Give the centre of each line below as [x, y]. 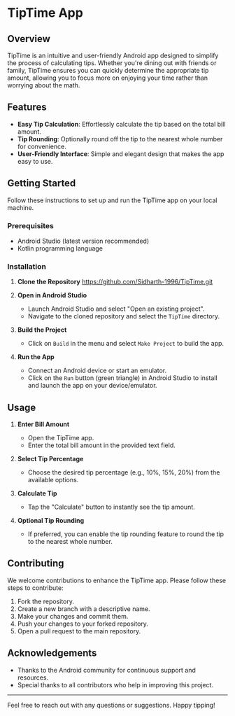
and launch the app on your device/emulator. [92, 386]
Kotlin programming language [60, 248]
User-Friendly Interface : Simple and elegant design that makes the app [121, 154]
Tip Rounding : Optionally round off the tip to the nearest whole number [120, 139]
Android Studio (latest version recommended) [83, 241]
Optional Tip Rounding [51, 521]
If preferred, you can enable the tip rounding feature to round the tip [126, 534]
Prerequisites [30, 225]
